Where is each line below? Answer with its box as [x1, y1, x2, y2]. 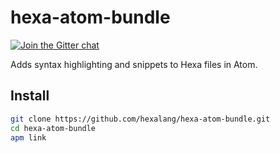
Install [10, 87, 50, 105]
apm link [10, 132, 47, 143]
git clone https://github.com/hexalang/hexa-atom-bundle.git [10, 114, 271, 124]
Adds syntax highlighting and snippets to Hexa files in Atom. [10, 58, 258, 70]
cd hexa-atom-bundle [10, 123, 97, 133]
